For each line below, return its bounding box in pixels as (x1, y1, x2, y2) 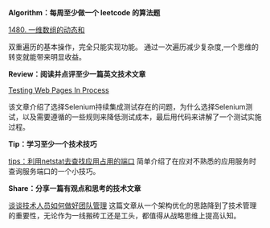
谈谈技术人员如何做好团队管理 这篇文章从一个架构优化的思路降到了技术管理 (8, 201, 257, 210)
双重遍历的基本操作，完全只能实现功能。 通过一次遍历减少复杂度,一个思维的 (8, 42, 259, 52)
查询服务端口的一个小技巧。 (8, 167, 100, 176)
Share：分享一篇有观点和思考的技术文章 (8, 184, 141, 193)
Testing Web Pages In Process (8, 85, 110, 95)
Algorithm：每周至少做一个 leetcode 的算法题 (8, 8, 161, 17)
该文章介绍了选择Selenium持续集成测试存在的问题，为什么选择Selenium (8, 102, 246, 111)
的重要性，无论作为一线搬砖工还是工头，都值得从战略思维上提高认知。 (8, 211, 241, 220)
